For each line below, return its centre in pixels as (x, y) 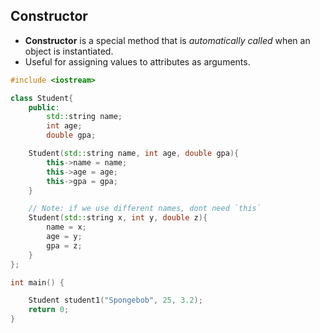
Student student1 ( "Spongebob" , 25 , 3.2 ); (115, 300)
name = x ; (66, 227)
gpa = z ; (64, 245)
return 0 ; (49, 310)
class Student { (42, 98)
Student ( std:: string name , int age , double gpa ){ (134, 154)
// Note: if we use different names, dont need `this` (145, 209)
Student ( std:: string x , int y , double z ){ (118, 218)
